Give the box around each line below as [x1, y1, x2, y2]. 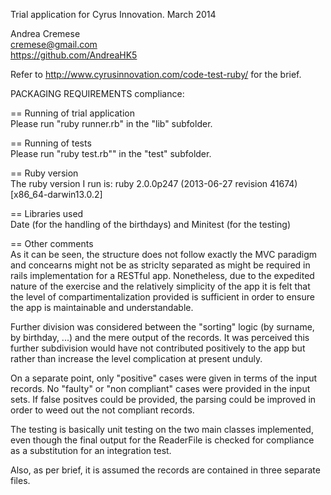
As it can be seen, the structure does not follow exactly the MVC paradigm [10, 249, 317, 260]
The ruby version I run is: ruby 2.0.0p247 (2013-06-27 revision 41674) [10, 178, 298, 189]
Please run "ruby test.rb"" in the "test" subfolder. [10, 148, 212, 159]
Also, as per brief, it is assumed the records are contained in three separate [10, 464, 321, 476]
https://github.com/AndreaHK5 [10, 49, 138, 61]
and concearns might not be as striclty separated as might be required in [10, 259, 311, 271]
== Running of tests [10, 137, 92, 149]
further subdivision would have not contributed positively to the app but [10, 342, 306, 354]
